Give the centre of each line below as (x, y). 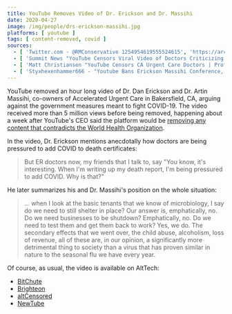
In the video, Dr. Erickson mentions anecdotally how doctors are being (107, 141)
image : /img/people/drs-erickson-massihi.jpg (74, 26)
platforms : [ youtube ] (41, 33)
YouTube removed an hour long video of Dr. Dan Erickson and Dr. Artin (107, 91)
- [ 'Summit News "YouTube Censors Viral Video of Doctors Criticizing (119, 59)
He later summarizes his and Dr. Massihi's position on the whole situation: (112, 190)
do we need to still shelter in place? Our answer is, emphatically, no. (120, 210)
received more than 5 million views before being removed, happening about (115, 113)
